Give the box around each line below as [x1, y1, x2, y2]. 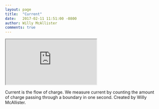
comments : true [5, 25, 36, 30]
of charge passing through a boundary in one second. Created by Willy [5, 94, 147, 100]
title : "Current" [5, 12, 42, 16]
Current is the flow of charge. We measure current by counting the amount [5, 89, 154, 95]
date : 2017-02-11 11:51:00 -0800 [5, 16, 77, 21]
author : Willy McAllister [5, 20, 57, 26]
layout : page [5, 7, 32, 12]
